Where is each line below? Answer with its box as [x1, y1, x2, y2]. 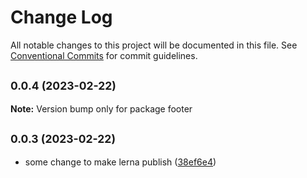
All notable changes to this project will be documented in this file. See [10, 39, 298, 51]
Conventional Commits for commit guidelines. [10, 49, 198, 61]
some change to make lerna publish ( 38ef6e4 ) [24, 156, 217, 168]
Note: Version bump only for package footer [10, 102, 193, 115]
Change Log [10, 6, 113, 29]
